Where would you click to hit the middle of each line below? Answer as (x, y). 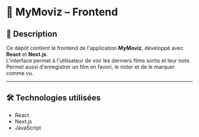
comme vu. (20, 73)
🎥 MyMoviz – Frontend (62, 12)
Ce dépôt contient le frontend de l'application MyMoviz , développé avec (95, 48)
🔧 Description (32, 34)
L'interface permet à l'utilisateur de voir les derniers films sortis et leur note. (99, 61)
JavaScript (28, 128)
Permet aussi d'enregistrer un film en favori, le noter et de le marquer (90, 67)
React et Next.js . (27, 54)
